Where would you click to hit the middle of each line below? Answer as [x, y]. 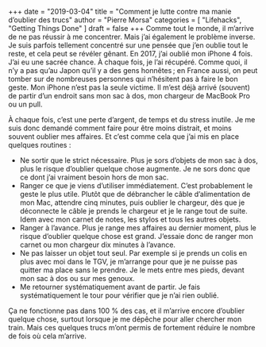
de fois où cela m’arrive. [48, 336]
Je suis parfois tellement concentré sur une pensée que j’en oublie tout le [128, 45]
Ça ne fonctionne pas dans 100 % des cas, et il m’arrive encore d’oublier [127, 310]
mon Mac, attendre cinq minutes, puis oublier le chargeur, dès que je [132, 202]
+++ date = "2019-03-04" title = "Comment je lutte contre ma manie [120, 12]
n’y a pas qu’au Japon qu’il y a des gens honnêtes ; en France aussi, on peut [133, 70]
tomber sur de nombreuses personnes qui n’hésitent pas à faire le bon [123, 79]
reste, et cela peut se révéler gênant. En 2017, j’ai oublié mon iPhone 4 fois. [130, 54]
